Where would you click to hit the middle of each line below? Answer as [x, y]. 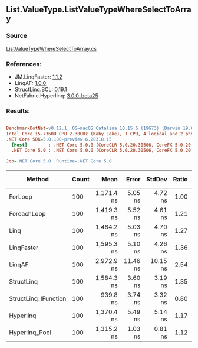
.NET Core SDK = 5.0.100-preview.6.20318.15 [59, 139]
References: [24, 64]
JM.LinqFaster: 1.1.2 [39, 77]
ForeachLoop [27, 213]
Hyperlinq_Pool [30, 332]
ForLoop [21, 196]
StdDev [157, 179]
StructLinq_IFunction [38, 298]
